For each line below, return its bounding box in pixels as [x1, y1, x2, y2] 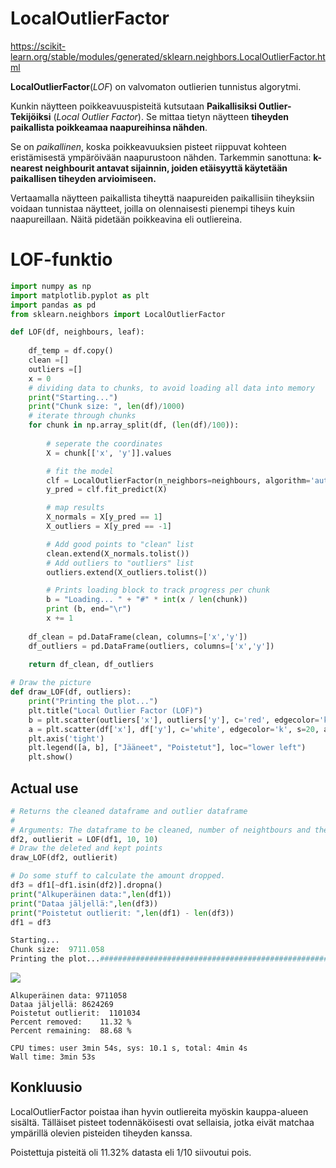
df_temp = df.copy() [28, 346, 114, 356]
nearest [10, 162, 43, 174]
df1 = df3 [10, 917, 52, 927]
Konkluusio [10, 1079, 83, 1096]
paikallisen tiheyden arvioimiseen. [10, 172, 157, 184]
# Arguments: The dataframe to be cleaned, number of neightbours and [10, 825, 311, 835]
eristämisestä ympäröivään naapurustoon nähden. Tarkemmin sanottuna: [10, 151, 312, 163]
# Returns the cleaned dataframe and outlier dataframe [10, 806, 248, 816]
